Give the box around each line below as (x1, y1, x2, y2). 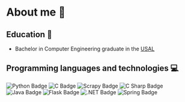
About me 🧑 (6, 5, 66, 19)
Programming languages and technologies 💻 (6, 63, 179, 74)
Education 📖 (6, 29, 52, 40)
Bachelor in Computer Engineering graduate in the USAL (14, 45, 155, 52)
